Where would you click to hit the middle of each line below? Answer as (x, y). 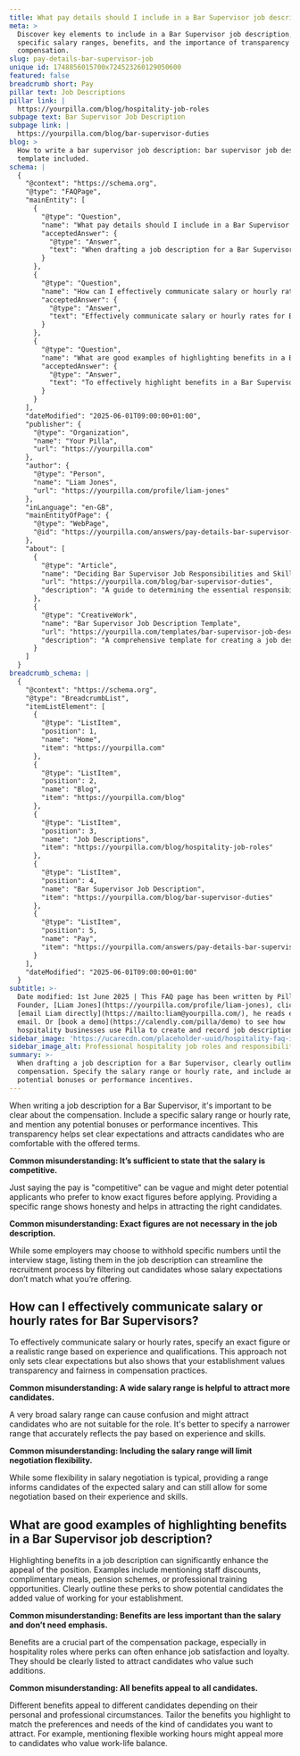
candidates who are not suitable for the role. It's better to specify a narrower (150, 1424)
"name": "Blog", (71, 790)
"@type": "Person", (69, 474)
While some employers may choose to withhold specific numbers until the (145, 1250)
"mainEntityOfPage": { (67, 516)
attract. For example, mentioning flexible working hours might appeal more (146, 1734)
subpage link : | (39, 126)
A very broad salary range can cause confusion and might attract (129, 1415)
